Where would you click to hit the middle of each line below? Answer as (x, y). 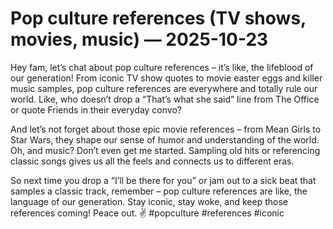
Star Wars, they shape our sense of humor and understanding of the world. (165, 139)
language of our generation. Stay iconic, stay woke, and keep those (149, 201)
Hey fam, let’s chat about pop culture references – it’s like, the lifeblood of (162, 67)
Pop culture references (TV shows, (158, 18)
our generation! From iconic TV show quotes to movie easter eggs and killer (166, 78)
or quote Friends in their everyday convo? (96, 109)
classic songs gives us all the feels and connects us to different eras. (152, 161)
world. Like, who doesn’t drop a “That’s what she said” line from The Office (165, 99)
